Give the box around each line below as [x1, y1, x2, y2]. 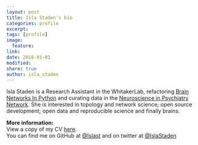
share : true [6, 65, 37, 72]
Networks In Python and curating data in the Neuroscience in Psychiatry [6, 94, 189, 102]
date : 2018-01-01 [6, 54, 51, 60]
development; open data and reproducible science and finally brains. [6, 107, 180, 115]
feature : [12, 43, 34, 49]
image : [6, 37, 23, 43]
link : [6, 49, 20, 55]
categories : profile [6, 20, 59, 26]
